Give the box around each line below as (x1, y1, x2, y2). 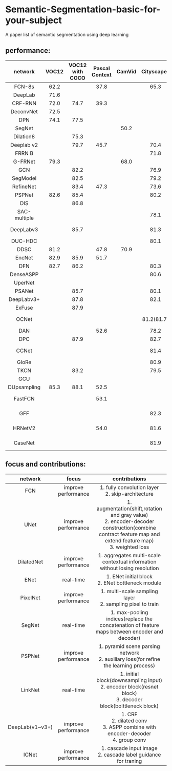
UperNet (13, 279, 35, 286)
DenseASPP (10, 271, 39, 278)
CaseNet (13, 439, 35, 447)
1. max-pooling (110, 608, 148, 616)
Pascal (93, 65, 110, 72)
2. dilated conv (112, 717, 147, 724)
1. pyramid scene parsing (99, 642, 160, 650)
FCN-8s (14, 83, 34, 90)
